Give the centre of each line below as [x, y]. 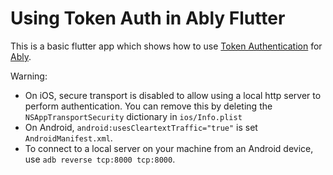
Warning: [29, 76]
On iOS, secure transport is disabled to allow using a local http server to [173, 95]
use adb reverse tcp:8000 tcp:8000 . [100, 159]
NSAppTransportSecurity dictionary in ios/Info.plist [133, 116]
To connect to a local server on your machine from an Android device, [169, 148]
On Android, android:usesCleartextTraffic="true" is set [141, 127]
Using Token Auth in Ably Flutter [148, 18]
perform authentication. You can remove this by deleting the [148, 106]
